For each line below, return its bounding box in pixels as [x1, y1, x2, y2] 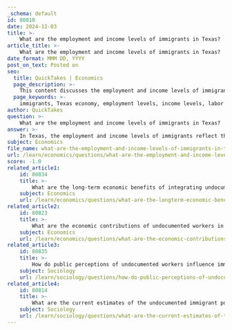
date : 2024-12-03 [7, 23, 57, 30]
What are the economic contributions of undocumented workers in [32, 222, 224, 229]
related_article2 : [7, 203, 60, 210]
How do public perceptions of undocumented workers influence [32, 261, 215, 268]
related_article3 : [7, 241, 60, 249]
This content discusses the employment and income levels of [19, 87, 199, 94]
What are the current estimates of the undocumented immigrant [32, 300, 217, 306]
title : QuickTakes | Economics [13, 74, 104, 82]
